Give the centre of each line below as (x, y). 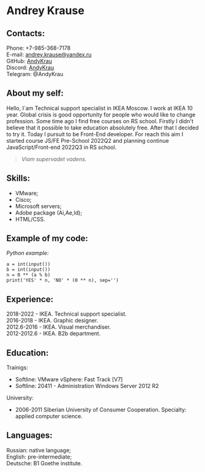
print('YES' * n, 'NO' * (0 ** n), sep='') (63, 280)
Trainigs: (17, 368)
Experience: (30, 299)
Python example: (28, 253)
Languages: (30, 436)
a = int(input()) (28, 264)
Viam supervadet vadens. (54, 159)
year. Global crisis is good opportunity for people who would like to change (101, 115)
